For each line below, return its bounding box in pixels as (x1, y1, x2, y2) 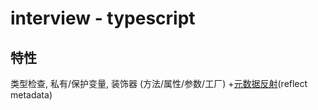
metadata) (10, 89, 53, 101)
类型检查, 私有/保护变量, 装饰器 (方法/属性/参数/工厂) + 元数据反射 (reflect (10, 78, 308, 89)
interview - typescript (10, 7, 196, 30)
